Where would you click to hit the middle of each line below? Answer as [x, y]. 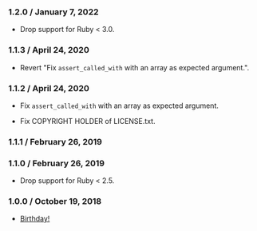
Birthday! [35, 219]
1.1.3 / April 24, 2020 [49, 50]
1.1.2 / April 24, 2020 [49, 88]
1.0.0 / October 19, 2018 [55, 201]
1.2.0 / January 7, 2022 [53, 12]
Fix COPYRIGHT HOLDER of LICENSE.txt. [87, 121]
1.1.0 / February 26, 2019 [57, 163]
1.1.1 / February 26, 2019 [55, 141]
